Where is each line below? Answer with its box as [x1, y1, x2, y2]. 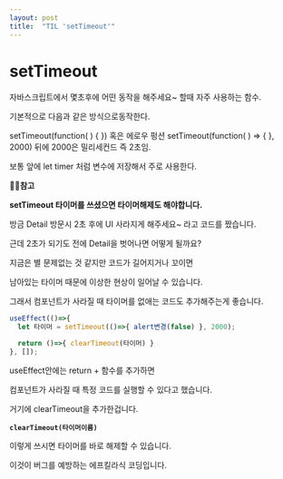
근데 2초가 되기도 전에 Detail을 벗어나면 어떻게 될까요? [9, 238, 202, 249]
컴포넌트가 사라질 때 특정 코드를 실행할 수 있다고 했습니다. [9, 384, 213, 395]
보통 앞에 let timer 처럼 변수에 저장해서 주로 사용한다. [9, 161, 198, 172]
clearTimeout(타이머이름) [9, 423, 98, 432]
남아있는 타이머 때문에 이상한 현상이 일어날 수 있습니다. [9, 277, 203, 288]
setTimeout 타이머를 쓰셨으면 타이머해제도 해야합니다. [9, 200, 203, 210]
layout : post [9, 13, 59, 23]
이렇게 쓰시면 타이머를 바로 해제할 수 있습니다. [9, 440, 172, 451]
